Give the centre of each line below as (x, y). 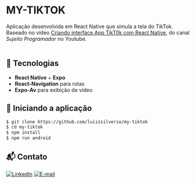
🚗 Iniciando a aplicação (49, 108)
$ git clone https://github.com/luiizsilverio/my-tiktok (77, 122)
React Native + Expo (40, 77)
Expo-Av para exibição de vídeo (53, 90)
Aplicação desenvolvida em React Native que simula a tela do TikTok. (90, 26)
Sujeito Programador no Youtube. (46, 39)
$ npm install (23, 133)
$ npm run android (28, 138)
